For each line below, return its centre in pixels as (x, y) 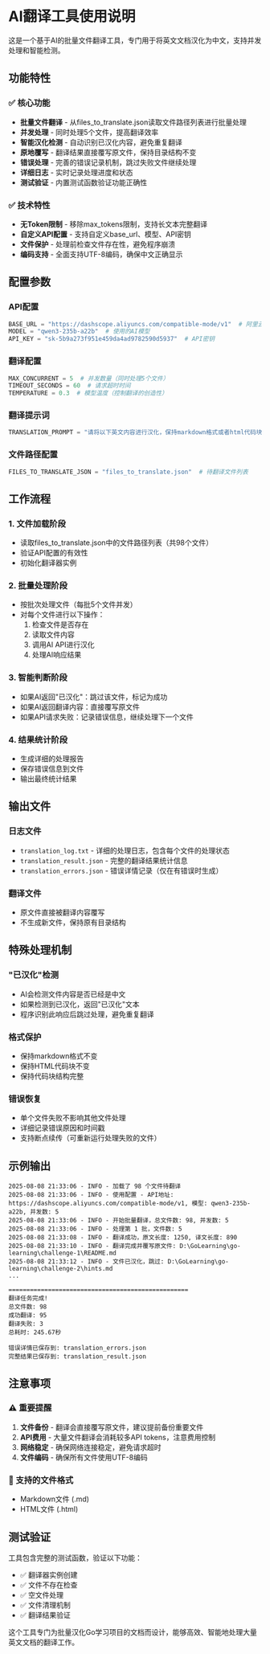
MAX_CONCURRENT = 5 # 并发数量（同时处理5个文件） (89, 379)
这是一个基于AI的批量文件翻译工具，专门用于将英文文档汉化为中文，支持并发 (135, 40)
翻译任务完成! (28, 1299)
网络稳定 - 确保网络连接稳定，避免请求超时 (91, 1447)
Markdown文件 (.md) (55, 1499)
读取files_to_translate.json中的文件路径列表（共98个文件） (116, 542)
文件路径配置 (33, 455)
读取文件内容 (53, 635)
